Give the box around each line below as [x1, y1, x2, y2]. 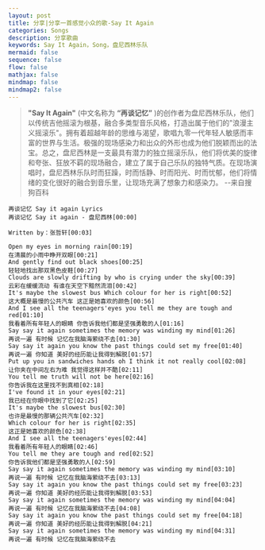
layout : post [8, 11, 52, 20]
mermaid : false [8, 48, 59, 56]
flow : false [8, 64, 48, 72]
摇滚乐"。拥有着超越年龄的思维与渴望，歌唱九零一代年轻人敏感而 [34, 128, 248, 137]
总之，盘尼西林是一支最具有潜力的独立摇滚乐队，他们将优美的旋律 [41, 148, 258, 157]
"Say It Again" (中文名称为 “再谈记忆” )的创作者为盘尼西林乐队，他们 [27, 108, 254, 118]
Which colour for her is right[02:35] [8, 419, 136, 428]
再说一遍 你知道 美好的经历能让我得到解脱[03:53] [8, 490, 153, 498]
